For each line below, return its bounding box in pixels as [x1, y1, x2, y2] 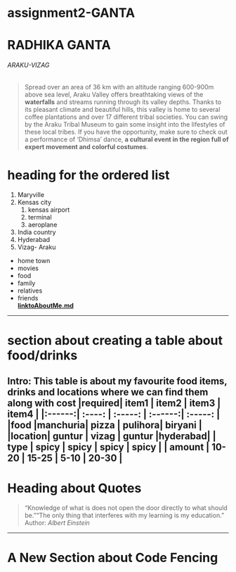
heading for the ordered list [7, 167, 170, 183]
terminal [27, 212, 52, 221]
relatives [17, 286, 43, 295]
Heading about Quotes [7, 481, 142, 497]
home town [17, 256, 51, 265]
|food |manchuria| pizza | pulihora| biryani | [7, 419, 202, 431]
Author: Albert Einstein [24, 519, 90, 527]
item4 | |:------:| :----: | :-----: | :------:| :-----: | [7, 408, 220, 420]
